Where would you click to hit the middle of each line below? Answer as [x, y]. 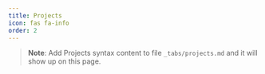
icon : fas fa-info [39, 23]
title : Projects [35, 16]
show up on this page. [64, 61]
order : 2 [23, 30]
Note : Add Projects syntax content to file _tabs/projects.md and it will [142, 53]
